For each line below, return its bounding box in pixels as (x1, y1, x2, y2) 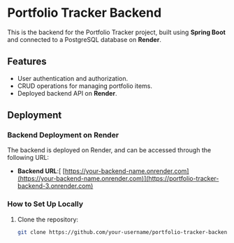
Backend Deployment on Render (7, 131, 119, 140)
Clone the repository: (17, 215, 79, 223)
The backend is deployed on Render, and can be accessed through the (7, 146, 212, 154)
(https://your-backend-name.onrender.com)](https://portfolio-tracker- (17, 175, 219, 183)
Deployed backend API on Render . (17, 89, 117, 97)
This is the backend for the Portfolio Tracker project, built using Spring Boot (7, 28, 226, 36)
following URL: (7, 154, 50, 162)
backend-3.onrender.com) (17, 182, 94, 190)
